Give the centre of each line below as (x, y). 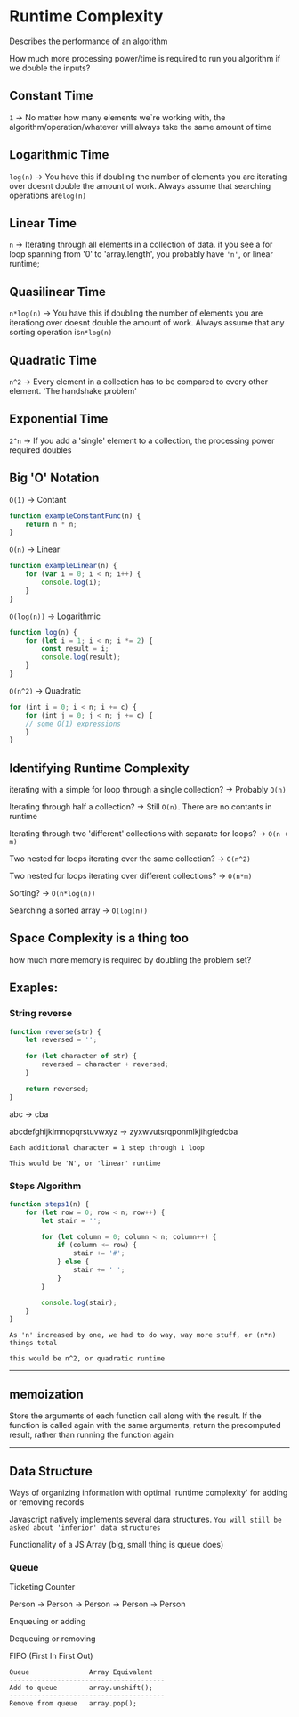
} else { (73, 1262)
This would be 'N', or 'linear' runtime (85, 1163)
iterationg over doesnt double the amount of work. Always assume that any (147, 323)
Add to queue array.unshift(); (81, 1688)
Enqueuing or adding (48, 1622)
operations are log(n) (48, 195)
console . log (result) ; (81, 657)
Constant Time (51, 96)
